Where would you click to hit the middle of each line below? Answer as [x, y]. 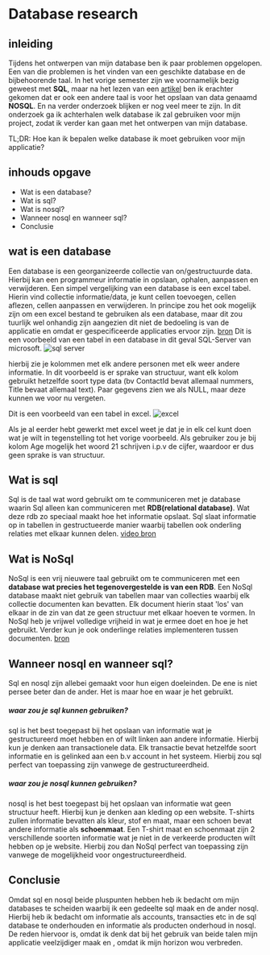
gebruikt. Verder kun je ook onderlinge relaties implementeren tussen [123, 630]
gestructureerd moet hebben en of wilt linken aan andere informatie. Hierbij [134, 739]
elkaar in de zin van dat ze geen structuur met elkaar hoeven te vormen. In [132, 612]
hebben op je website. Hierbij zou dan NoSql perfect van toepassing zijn [128, 846]
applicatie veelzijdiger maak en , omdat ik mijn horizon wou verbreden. [126, 942]
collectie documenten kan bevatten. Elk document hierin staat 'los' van [126, 604]
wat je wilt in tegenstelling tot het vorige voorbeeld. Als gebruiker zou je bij [132, 438]
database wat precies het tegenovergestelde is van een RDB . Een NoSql [131, 587]
